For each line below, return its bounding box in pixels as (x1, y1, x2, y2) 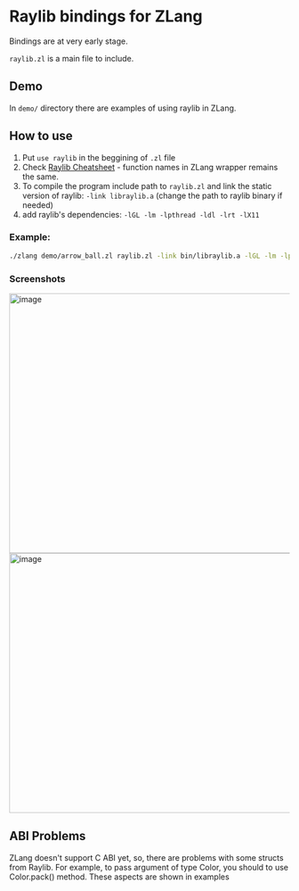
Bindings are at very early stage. (9, 36, 128, 46)
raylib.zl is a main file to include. (9, 53, 134, 63)
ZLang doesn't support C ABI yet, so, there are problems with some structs (9, 852, 284, 862)
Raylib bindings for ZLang (9, 6, 203, 27)
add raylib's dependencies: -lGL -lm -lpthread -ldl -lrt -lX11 (21, 209, 260, 219)
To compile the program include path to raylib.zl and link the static (21, 180, 272, 191)
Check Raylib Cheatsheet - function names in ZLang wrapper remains (21, 161, 279, 172)
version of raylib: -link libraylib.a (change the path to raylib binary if (21, 190, 283, 201)
